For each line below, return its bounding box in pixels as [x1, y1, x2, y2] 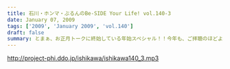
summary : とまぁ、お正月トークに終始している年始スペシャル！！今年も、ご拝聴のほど [7, 36, 218, 42]
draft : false [7, 29, 45, 36]
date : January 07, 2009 [7, 16, 76, 23]
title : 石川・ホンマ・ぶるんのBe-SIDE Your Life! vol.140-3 [7, 10, 172, 17]
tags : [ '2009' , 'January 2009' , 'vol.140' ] [7, 23, 134, 29]
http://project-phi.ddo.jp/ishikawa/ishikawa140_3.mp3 [7, 54, 159, 62]
